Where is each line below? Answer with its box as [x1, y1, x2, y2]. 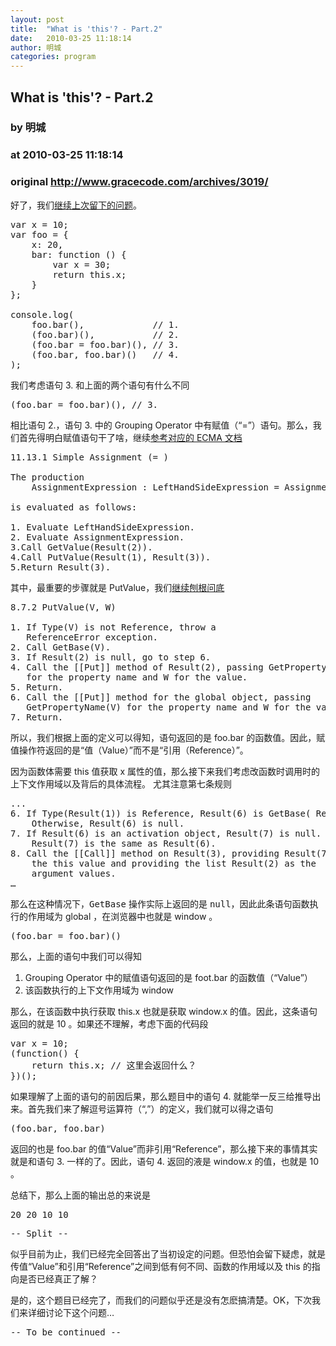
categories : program [10, 52, 97, 62]
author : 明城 [10, 42, 62, 53]
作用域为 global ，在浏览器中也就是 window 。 [27, 910, 218, 922]
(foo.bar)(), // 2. [31, 329, 180, 340]
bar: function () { [31, 249, 127, 260]
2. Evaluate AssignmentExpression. [10, 531, 185, 543]
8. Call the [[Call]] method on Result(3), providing [10, 847, 280, 859]
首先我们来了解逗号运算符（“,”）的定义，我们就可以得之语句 [27, 1102, 274, 1115]
